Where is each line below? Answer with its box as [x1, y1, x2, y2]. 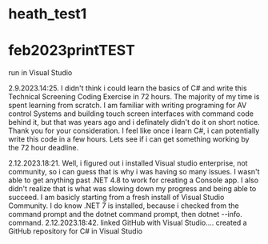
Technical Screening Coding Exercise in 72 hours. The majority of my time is [8, 92, 260, 102]
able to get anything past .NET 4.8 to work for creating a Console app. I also [8, 175, 258, 185]
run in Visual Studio [8, 68, 73, 78]
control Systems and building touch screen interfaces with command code [8, 109, 254, 118]
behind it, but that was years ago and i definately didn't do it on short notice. [8, 118, 260, 127]
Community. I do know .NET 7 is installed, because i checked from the [8, 201, 239, 210]
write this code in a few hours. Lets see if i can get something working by [8, 134, 250, 144]
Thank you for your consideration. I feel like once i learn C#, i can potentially [8, 126, 260, 136]
